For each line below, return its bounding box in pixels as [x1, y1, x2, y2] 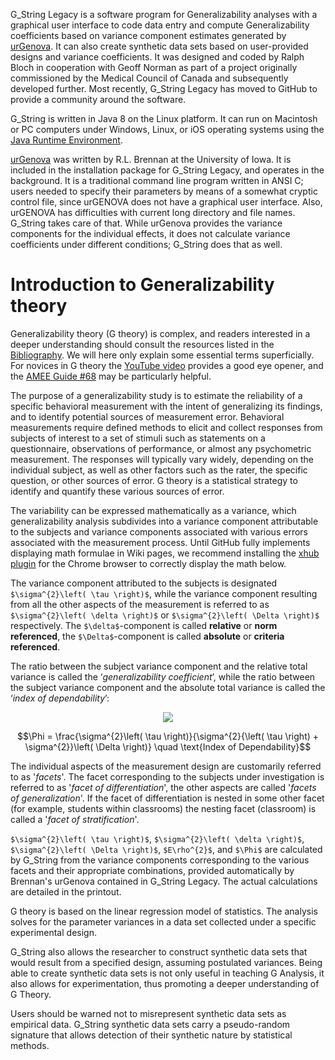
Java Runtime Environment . [10, 134, 123, 146]
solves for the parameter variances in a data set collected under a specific [10, 915, 317, 928]
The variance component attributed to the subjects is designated [10, 577, 278, 589]
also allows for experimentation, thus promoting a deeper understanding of [10, 977, 320, 989]
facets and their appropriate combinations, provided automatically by [10, 864, 295, 876]
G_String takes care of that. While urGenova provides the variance [10, 217, 283, 229]
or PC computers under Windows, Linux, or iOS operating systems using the [10, 124, 325, 135]
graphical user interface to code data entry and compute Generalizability [10, 19, 310, 31]
